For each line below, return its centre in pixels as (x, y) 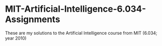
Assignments (33, 19)
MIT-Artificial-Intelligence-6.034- (76, 9)
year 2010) (16, 38)
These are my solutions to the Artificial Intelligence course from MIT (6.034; (81, 33)
